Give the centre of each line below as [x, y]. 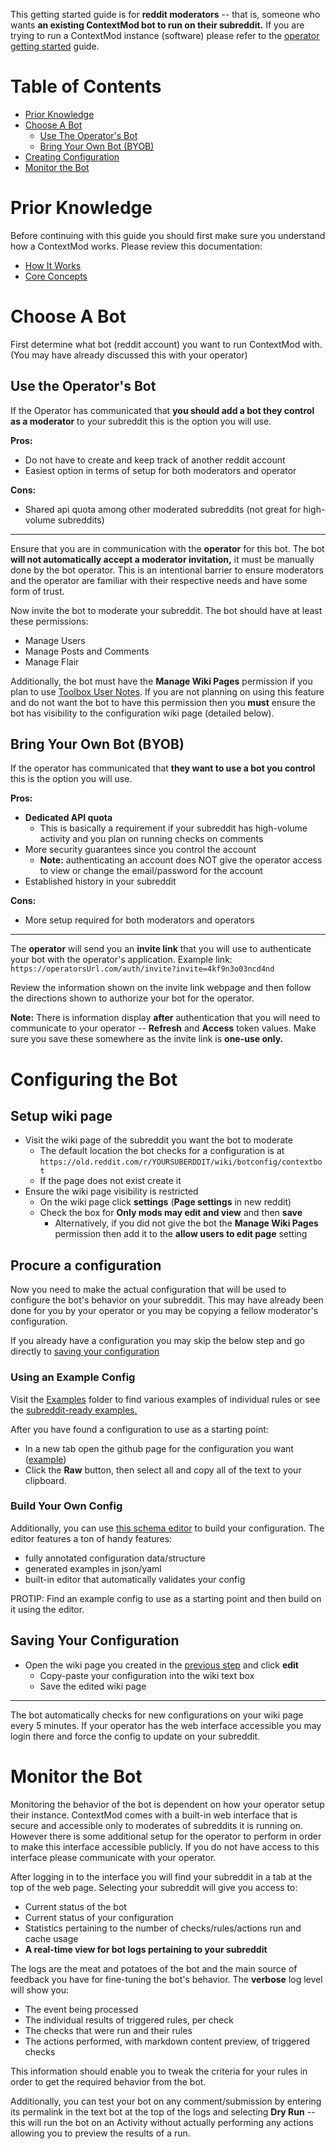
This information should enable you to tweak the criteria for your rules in [159, 2071]
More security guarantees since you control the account [140, 850]
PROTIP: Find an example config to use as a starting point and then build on [166, 1598]
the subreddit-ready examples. [74, 1410]
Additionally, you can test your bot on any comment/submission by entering [166, 2101]
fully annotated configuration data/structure [115, 1558]
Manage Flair [52, 661]
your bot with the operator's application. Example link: [121, 960]
